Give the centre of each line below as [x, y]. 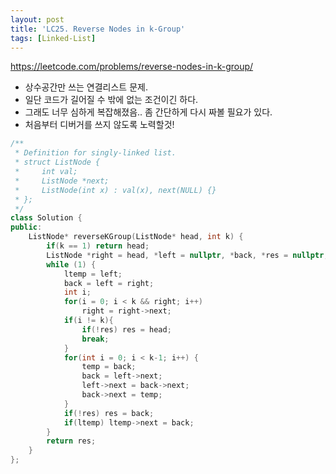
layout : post [37, 19]
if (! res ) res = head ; [126, 329]
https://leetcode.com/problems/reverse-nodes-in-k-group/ [132, 67]
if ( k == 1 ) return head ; [98, 246]
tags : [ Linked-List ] [53, 38]
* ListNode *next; [62, 181]
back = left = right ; [109, 283]
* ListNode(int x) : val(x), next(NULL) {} [115, 190]
